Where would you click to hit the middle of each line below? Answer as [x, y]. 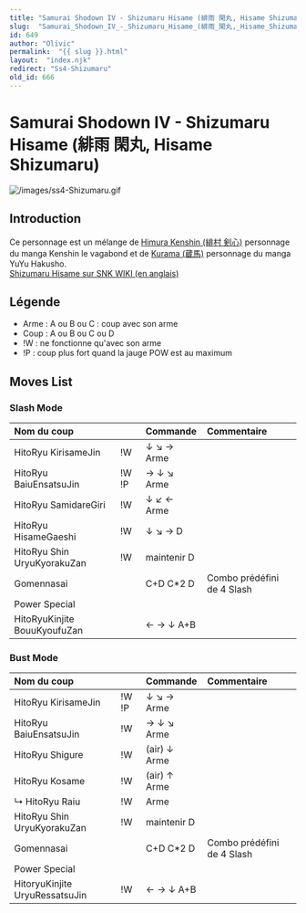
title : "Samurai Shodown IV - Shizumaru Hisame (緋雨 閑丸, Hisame [138, 18]
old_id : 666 [32, 78]
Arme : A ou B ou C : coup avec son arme [100, 324]
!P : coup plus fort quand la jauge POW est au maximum [127, 353]
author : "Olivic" [42, 43]
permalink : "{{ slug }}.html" [69, 52]
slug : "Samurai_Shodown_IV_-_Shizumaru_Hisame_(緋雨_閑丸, [123, 26]
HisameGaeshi [45, 537]
